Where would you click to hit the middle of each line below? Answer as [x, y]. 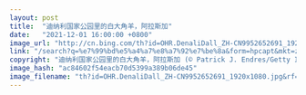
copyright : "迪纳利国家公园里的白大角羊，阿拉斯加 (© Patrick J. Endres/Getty [150, 60]
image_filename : [40, 77]
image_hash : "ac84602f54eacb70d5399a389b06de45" [103, 69]
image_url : [30, 43]
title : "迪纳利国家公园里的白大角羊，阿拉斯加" [91, 26]
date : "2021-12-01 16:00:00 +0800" [81, 34]
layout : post [34, 18]
